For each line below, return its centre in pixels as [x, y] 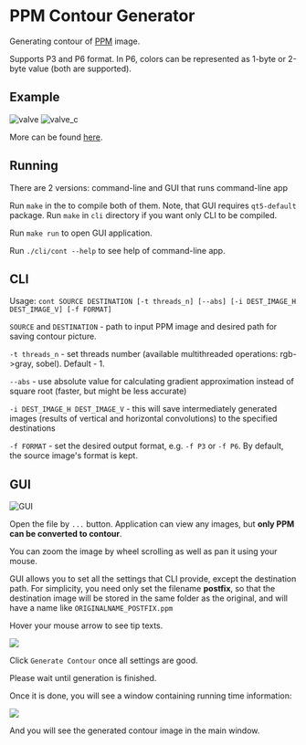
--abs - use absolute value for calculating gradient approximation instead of [152, 382]
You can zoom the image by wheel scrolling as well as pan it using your [143, 551]
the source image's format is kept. [74, 456]
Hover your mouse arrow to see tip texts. [86, 625]
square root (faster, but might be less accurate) [98, 391]
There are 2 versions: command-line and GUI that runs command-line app [148, 187]
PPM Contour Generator [102, 16]
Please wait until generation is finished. [83, 678]
